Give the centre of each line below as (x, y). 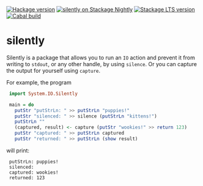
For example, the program (39, 82)
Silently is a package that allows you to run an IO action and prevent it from (101, 58)
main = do (21, 105)
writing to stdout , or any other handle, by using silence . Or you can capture (102, 64)
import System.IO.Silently (43, 94)
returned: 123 (27, 177)
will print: (18, 151)
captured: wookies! (34, 172)
